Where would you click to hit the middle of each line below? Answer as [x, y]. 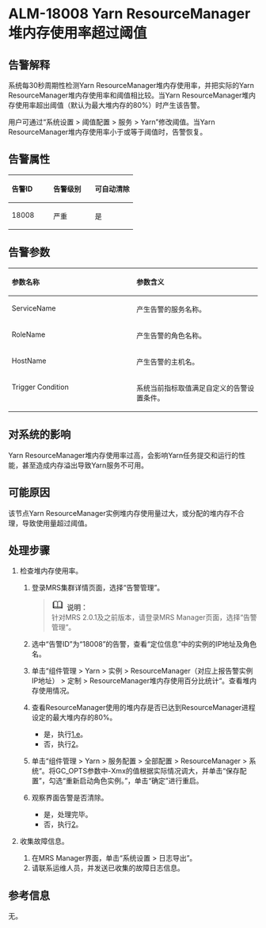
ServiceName [34, 308]
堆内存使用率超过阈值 [78, 33]
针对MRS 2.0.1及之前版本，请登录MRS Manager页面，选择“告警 [154, 617]
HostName [29, 361]
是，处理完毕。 [68, 815]
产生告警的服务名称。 [171, 309]
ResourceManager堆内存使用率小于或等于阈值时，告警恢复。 [108, 132]
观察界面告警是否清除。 [70, 798]
